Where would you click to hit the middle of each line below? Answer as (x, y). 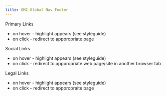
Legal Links (17, 73)
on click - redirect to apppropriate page (53, 39)
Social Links (18, 48)
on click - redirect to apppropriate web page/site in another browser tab (87, 63)
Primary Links (19, 24)
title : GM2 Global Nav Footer (37, 10)
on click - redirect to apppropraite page (53, 88)
